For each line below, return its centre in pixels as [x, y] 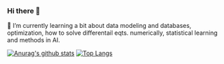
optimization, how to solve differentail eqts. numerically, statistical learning [112, 33]
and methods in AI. [34, 40]
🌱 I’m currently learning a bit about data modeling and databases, [99, 26]
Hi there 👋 [24, 11]
